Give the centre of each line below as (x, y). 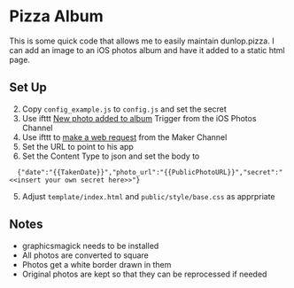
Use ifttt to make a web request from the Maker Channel (124, 137)
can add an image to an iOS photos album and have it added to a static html (147, 50)
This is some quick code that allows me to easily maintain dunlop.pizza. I (142, 41)
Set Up (28, 87)
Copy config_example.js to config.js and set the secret (124, 109)
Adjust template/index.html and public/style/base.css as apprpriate (149, 196)
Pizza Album (56, 16)
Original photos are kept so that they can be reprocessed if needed (144, 274)
